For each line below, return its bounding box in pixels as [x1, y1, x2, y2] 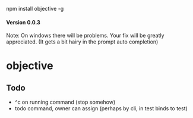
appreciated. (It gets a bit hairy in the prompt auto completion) [6, 38, 159, 45]
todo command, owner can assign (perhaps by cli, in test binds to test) [14, 105, 188, 112]
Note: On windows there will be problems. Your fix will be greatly [6, 32, 164, 39]
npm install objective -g [6, 5, 64, 12]
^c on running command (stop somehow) [14, 98, 116, 106]
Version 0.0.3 [6, 18, 40, 26]
